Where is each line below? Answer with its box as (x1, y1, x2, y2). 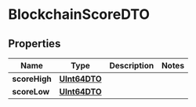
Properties (8, 37, 61, 50)
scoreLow (12, 87, 50, 97)
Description (109, 61, 154, 71)
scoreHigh (12, 73, 53, 84)
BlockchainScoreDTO (8, 6, 151, 24)
